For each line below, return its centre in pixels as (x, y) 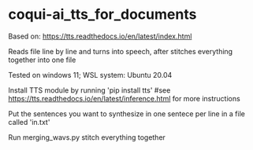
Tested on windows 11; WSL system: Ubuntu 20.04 (90, 75)
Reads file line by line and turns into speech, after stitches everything (121, 51)
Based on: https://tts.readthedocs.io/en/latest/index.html (100, 36)
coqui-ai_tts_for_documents (102, 15)
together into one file (42, 60)
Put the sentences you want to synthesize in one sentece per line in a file (127, 113)
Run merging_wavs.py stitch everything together (87, 137)
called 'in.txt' (29, 122)
